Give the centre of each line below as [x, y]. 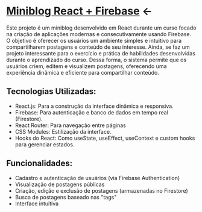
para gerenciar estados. [45, 144]
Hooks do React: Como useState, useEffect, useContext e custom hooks [105, 138]
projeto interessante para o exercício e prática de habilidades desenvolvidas [101, 53]
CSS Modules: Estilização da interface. [63, 131]
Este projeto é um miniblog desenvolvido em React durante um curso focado [101, 28]
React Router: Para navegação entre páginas [71, 125]
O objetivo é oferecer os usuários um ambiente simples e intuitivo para [94, 40]
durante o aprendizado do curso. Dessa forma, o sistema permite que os [96, 60]
